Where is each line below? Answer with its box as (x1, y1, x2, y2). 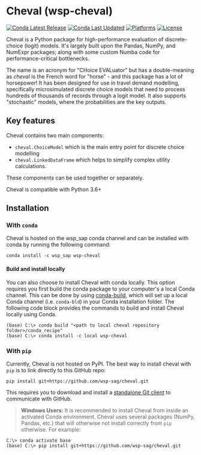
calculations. (14, 162, 47, 169)
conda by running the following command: (6, 241, 111, 249)
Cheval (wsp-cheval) (6, 4, 113, 18)
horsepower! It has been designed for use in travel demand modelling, (6, 79, 180, 86)
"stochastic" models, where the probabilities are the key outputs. (6, 98, 167, 106)
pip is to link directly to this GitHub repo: (6, 366, 106, 373)
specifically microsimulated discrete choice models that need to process (6, 85, 185, 92)
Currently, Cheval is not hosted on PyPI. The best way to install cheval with (6, 360, 191, 367)
